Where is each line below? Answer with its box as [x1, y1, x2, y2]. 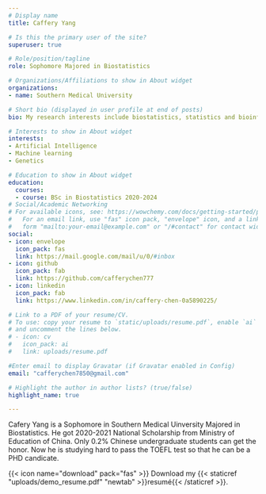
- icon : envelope [8, 237, 66, 246]
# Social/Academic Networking [8, 201, 108, 209]
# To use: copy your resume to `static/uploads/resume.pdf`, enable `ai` [8, 318, 257, 326]
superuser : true [8, 40, 62, 48]
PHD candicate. [8, 454, 59, 463]
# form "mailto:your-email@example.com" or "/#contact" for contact [8, 223, 246, 231]
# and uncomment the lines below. [8, 326, 123, 334]
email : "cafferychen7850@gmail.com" [8, 370, 129, 377]
